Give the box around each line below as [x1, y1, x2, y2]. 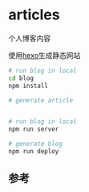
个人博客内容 [8, 33, 51, 43]
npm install [8, 81, 48, 90]
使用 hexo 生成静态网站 [8, 50, 81, 60]
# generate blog [8, 140, 63, 148]
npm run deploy [8, 148, 59, 156]
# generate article [8, 96, 74, 104]
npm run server [8, 125, 59, 134]
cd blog [8, 74, 34, 82]
